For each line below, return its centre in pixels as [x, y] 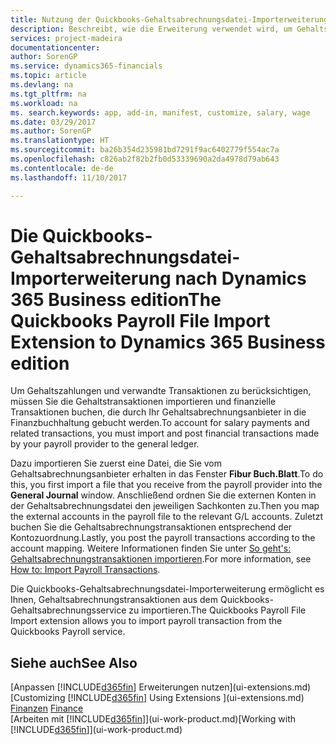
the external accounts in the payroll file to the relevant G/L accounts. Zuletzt [166, 517]
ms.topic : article [48, 76]
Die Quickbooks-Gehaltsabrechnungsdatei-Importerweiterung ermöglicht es [167, 589]
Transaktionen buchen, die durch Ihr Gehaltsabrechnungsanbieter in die [158, 412]
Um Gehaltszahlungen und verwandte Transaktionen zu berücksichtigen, [161, 391]
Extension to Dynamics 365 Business [168, 342]
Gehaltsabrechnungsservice [68, 610]
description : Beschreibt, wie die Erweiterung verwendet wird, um [151, 29]
